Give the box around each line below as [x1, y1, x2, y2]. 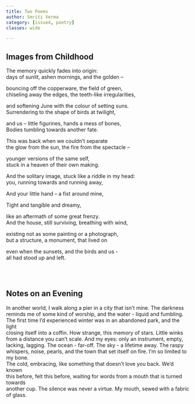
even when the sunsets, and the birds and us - [6, 248, 118, 255]
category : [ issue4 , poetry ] [6, 19, 75, 25]
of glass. [6, 391, 28, 398]
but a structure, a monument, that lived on [6, 237, 107, 244]
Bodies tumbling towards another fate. [6, 126, 98, 133]
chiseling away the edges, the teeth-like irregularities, [6, 91, 136, 98]
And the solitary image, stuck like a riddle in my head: [6, 173, 135, 180]
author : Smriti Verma [6, 14, 59, 20]
